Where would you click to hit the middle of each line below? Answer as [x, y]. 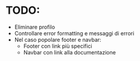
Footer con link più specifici [58, 46]
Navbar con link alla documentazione [69, 52]
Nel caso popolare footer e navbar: [58, 39]
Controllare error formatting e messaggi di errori [74, 33]
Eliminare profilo [35, 27]
